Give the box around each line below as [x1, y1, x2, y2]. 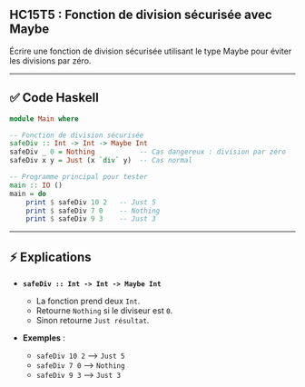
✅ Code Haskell [9, 90, 100, 105]
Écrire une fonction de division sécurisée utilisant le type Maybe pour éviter [9, 45, 292, 56]
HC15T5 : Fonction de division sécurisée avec [9, 7, 272, 23]
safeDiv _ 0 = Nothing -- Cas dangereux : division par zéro [9, 147, 286, 157]
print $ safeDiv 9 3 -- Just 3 [25, 214, 156, 223]
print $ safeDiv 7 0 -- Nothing [25, 206, 161, 215]
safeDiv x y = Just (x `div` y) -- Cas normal [9, 156, 193, 165]
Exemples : [22, 332, 66, 343]
